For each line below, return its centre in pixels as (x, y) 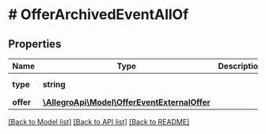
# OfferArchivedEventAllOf (99, 15)
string (54, 84)
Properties (35, 44)
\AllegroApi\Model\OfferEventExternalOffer (127, 102)
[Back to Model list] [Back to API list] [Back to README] (99, 122)
